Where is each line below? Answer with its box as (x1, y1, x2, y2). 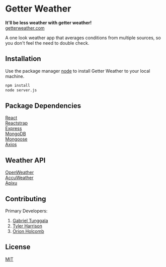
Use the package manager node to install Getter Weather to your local (5, 68, 150, 74)
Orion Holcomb (12, 228, 44, 234)
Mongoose (5, 136, 28, 142)
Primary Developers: (5, 208, 48, 214)
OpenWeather (5, 169, 34, 176)
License (5, 243, 31, 251)
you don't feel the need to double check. (5, 40, 90, 46)
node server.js (5, 87, 37, 93)
